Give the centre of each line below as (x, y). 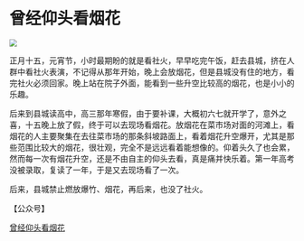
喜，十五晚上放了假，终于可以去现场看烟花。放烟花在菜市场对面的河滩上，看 (152, 125)
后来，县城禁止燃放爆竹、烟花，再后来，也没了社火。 (109, 189)
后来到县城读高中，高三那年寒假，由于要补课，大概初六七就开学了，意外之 (148, 113)
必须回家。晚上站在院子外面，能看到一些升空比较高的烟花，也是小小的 (164, 83)
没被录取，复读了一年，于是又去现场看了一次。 (96, 170)
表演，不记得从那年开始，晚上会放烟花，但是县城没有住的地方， (167, 71)
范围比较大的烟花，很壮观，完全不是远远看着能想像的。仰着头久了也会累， (156, 147)
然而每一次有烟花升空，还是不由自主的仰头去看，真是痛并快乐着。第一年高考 (152, 158)
